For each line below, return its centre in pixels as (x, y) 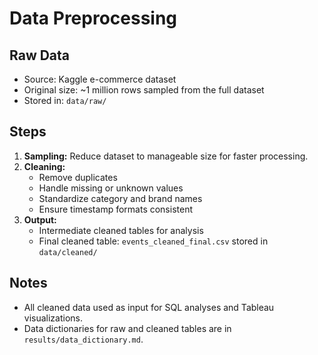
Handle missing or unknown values (111, 188)
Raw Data (40, 55)
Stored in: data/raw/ (65, 100)
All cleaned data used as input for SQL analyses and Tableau (149, 307)
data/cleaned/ (68, 252)
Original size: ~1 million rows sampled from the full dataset (144, 90)
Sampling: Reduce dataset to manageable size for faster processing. (166, 156)
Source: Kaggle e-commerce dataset (100, 79)
